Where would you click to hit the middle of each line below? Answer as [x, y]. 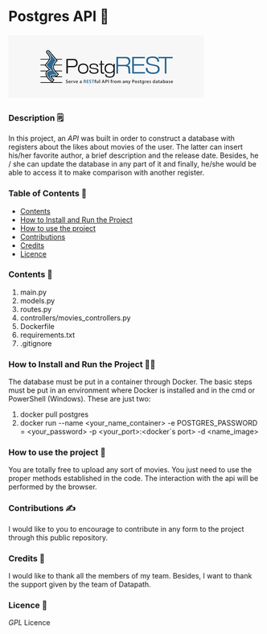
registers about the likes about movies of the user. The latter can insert [125, 147]
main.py [33, 292]
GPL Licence [29, 623]
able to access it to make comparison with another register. [107, 173]
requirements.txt [47, 335]
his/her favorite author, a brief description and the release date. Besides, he [133, 155]
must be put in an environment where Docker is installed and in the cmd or [132, 390]
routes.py [36, 309]
